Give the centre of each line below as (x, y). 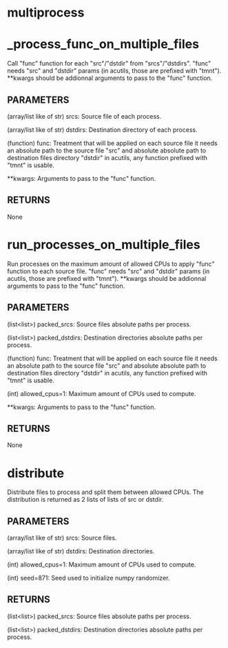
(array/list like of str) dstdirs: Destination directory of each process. (102, 130)
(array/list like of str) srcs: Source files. (62, 538)
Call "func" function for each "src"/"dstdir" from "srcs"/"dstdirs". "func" (109, 63)
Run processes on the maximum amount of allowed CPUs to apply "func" (111, 264)
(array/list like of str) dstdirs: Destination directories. (81, 551)
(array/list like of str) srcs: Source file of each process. (84, 116)
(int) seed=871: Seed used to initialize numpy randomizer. (89, 578)
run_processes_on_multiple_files (104, 245)
